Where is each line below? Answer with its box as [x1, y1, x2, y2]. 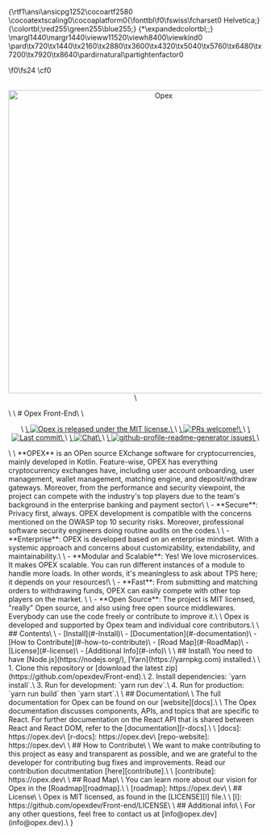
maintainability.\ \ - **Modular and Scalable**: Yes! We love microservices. [8, 551, 259, 561]
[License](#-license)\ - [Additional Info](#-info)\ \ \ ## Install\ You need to [8, 646, 252, 656]
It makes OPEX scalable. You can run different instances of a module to [8, 560, 245, 569]
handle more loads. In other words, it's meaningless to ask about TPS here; [8, 569, 258, 578]
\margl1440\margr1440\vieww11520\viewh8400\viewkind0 [8, 32, 203, 42]
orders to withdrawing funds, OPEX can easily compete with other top [8, 586, 240, 595]
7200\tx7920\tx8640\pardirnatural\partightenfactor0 [8, 50, 184, 59]
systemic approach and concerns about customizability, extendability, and [8, 543, 256, 552]
